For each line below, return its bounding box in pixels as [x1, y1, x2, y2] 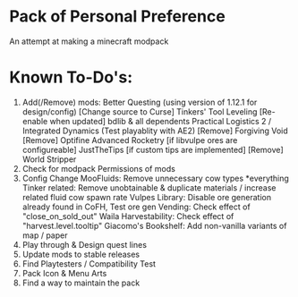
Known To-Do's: [9, 67, 133, 88]
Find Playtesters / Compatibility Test [21, 258, 157, 269]
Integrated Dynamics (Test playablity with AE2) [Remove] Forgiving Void [21, 125, 288, 136]
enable [21, 115, 48, 126]
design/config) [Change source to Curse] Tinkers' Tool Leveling [21, 106, 258, 117]
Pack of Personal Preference [9, 6, 226, 27]
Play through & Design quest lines [21, 239, 148, 250]
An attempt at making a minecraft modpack [9, 36, 169, 47]
